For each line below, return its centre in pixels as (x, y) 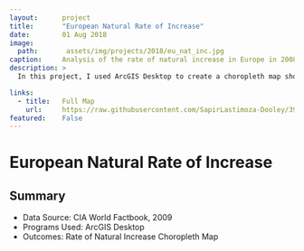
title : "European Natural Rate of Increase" (107, 26)
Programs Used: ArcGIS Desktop (83, 228)
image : (22, 43)
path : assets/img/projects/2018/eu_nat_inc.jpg (121, 51)
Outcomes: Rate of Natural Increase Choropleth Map (120, 237)
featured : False (46, 118)
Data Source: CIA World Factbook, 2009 (97, 218)
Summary (38, 195)
